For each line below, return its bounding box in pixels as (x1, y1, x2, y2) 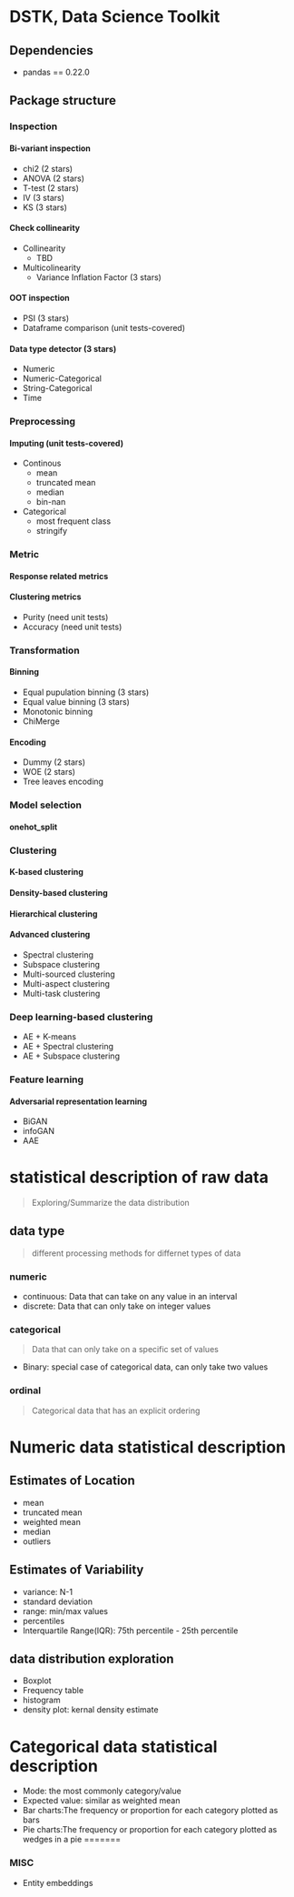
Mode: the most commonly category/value (22, 1785, 181, 1797)
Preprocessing (9, 416, 75, 428)
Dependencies (9, 43, 93, 58)
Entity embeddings (22, 1877, 93, 1888)
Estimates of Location (9, 1473, 136, 1489)
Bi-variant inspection (9, 143, 91, 154)
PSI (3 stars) (22, 312, 70, 324)
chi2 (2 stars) (22, 163, 73, 174)
